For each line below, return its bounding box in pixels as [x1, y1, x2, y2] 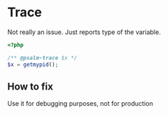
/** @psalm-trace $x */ [7, 54, 78, 61]
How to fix [7, 80, 53, 92]
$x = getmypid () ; [7, 61, 59, 68]
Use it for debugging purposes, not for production [7, 99, 154, 108]
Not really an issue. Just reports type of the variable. [7, 28, 161, 36]
